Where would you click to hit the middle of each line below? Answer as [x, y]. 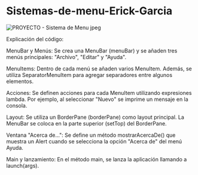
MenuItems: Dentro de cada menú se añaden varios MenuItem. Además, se [99, 68]
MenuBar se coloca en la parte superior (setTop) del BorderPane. [86, 123]
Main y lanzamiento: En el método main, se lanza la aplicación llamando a [97, 159]
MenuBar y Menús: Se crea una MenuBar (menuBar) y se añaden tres [92, 50]
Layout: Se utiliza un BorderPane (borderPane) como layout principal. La [95, 117]
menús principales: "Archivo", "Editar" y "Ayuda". [66, 57]
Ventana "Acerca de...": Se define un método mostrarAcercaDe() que [91, 135]
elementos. [20, 81]
